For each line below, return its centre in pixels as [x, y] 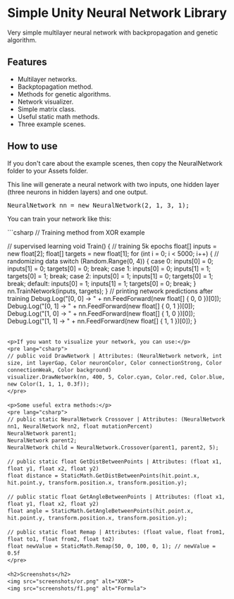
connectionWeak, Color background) [60, 370]
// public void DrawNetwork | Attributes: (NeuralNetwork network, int [115, 356]
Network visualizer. [45, 101]
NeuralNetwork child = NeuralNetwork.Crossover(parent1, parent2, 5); [113, 447]
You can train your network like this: [59, 218]
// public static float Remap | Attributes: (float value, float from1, [116, 532]
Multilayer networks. [47, 79]
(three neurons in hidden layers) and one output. [78, 192]
